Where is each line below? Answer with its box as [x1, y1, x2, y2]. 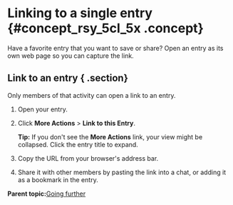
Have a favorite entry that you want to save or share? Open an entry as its [7, 44, 224, 52]
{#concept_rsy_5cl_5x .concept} [7, 20, 204, 36]
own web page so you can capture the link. [7, 51, 134, 60]
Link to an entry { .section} [7, 72, 128, 84]
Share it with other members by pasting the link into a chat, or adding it [17, 168, 227, 176]
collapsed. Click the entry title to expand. [17, 140, 139, 149]
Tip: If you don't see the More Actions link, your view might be [17, 132, 203, 141]
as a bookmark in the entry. [17, 175, 98, 184]
